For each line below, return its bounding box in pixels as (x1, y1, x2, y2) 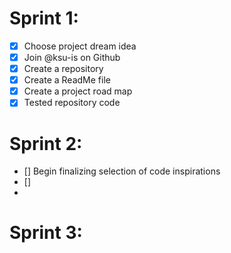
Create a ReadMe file (23, 74, 111, 86)
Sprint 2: (9, 132, 83, 155)
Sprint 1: (9, 7, 79, 30)
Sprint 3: (9, 222, 83, 244)
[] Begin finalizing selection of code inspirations (23, 165, 221, 177)
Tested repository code (23, 97, 121, 109)
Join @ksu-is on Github (23, 52, 121, 63)
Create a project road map (23, 85, 133, 97)
